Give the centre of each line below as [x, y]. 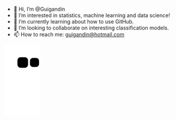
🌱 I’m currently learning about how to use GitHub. [74, 21]
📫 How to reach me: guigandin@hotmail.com [69, 34]
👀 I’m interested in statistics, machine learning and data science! [92, 15]
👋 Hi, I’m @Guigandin [39, 9]
